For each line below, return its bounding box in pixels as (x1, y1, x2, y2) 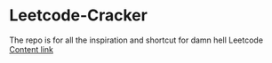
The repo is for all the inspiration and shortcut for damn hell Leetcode (9, 35, 264, 45)
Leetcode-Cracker (9, 5, 148, 26)
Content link (9, 43, 54, 54)
